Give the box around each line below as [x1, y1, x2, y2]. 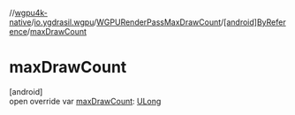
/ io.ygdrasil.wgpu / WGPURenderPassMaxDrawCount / [30, 17, 224, 27]
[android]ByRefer [223, 17, 286, 27]
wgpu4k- [14, 8, 49, 18]
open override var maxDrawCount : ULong [9, 96, 162, 106]
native [9, 17, 32, 27]
